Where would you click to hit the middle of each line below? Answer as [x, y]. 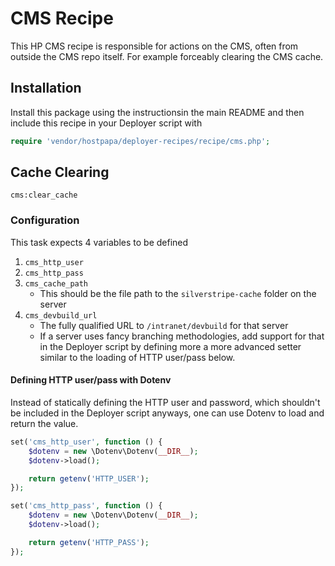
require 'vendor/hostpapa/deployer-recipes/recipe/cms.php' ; [140, 141]
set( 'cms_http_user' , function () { [86, 442]
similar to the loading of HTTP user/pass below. [137, 357]
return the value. [44, 423]
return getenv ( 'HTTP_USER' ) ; [89, 478]
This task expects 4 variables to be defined [99, 242]
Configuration [45, 220]
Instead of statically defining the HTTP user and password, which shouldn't [165, 402]
